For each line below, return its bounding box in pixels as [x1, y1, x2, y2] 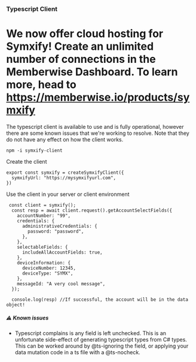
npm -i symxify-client [6, 147, 63, 153]
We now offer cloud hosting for [6, 27, 163, 41]
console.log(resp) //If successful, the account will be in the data [11, 296, 188, 303]
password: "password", [27, 228, 84, 234]
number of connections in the [6, 53, 157, 66]
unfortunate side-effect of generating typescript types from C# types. [14, 336, 187, 343]
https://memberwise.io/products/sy [6, 90, 190, 104]
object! [6, 301, 26, 307]
